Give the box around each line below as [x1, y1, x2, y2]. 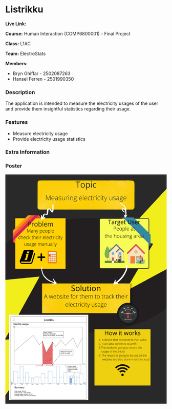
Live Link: [5, 21, 27, 27]
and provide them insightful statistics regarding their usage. [5, 106, 131, 112]
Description [5, 88, 35, 96]
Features [5, 119, 28, 126]
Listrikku [5, 4, 44, 15]
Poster [5, 162, 22, 170]
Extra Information [5, 148, 50, 156]
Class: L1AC [5, 40, 31, 47]
